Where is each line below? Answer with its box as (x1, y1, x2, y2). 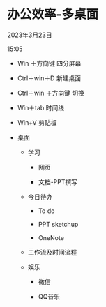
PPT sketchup (38, 220, 79, 228)
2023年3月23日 (7, 31, 52, 39)
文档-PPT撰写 (38, 177, 78, 186)
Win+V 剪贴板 (17, 118, 57, 126)
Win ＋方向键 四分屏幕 (17, 59, 82, 67)
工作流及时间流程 (27, 248, 77, 256)
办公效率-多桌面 (7, 6, 99, 22)
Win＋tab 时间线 (17, 103, 65, 112)
